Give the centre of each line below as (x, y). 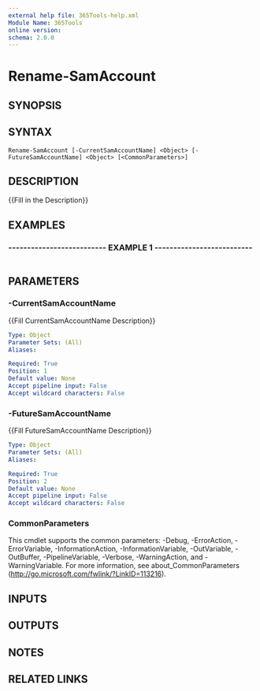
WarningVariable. (36, 566)
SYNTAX (30, 132)
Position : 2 (28, 481)
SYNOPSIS (35, 105)
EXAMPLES (37, 225)
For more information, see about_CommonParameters (153, 566)
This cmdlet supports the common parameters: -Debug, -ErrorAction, (121, 541)
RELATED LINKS (48, 679)
